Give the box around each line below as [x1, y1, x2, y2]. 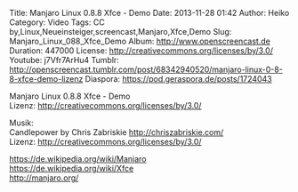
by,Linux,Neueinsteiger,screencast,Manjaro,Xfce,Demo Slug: [9, 27, 232, 36]
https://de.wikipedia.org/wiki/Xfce [9, 164, 134, 173]
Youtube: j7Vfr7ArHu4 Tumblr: [9, 55, 120, 65]
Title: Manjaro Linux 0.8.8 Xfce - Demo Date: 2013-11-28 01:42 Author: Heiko [9, 8, 290, 18]
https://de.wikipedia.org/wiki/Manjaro [9, 154, 147, 164]
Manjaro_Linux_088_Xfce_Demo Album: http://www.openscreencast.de [9, 36, 271, 46]
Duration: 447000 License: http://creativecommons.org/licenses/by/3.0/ [9, 45, 274, 56]
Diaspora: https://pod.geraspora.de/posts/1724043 [85, 74, 273, 84]
